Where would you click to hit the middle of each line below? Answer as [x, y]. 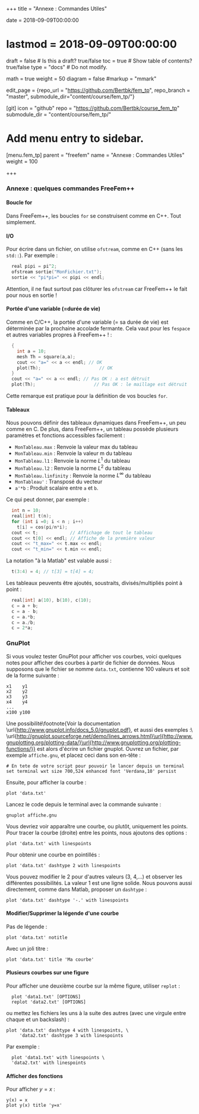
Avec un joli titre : [27, 948]
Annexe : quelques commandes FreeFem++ [70, 188]
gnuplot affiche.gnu [32, 815]
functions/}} [21, 748]
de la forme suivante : [33, 675]
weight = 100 [22, 161]
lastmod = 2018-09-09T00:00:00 [91, 44]
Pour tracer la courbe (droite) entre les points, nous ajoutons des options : [97, 833]
